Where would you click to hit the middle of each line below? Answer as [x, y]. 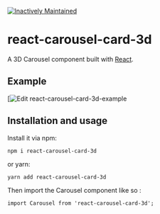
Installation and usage [58, 121]
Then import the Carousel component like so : [74, 190]
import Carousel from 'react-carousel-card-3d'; [81, 203]
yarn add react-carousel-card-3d [57, 177]
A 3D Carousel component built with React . [70, 59]
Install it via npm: [32, 137]
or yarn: [19, 164]
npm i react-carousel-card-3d [52, 151]
